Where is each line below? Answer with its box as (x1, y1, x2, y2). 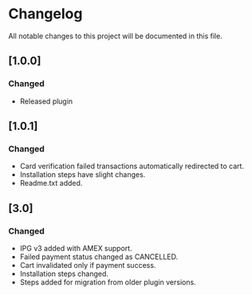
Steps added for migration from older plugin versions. (19, 277, 197, 287)
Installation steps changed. (19, 269, 109, 278)
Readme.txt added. (19, 179, 83, 188)
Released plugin (19, 96, 73, 106)
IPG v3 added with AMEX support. (19, 244, 133, 253)
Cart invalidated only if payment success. (19, 261, 156, 269)
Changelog (8, 5, 83, 23)
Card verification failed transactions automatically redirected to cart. (19, 161, 245, 171)
